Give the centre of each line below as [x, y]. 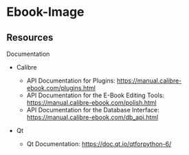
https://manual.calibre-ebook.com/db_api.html [92, 117]
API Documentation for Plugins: [71, 81]
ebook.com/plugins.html [61, 88]
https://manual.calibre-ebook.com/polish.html [91, 103]
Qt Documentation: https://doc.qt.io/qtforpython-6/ [99, 144]
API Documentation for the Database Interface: [93, 110]
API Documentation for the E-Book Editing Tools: [95, 95]
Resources [30, 38]
